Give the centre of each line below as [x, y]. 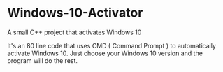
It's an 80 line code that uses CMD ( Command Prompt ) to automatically [112, 45]
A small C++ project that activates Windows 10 [74, 32]
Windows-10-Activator [75, 13]
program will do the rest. [43, 60]
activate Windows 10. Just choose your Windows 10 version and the [105, 53]
